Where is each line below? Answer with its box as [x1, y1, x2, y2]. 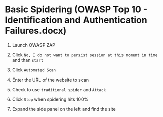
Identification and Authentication [5, 14, 147, 26]
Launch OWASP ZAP [12, 42, 55, 48]
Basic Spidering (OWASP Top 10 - [5, 4, 148, 15]
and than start [12, 57, 44, 63]
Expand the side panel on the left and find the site [12, 106, 116, 112]
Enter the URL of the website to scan [12, 76, 89, 83]
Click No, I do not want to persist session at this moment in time [12, 52, 158, 58]
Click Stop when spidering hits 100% [12, 96, 89, 102]
